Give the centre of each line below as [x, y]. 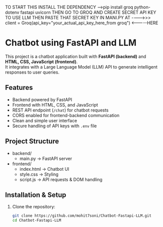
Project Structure [32, 141]
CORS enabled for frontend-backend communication [66, 115]
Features [19, 88]
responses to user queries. [32, 72]
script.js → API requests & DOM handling [61, 179]
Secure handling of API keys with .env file [54, 126]
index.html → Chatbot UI [44, 169]
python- [142, 7]
